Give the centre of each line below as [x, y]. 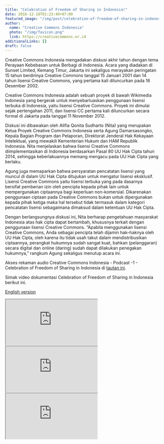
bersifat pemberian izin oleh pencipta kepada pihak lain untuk [67, 186]
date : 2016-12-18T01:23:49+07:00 [39, 14]
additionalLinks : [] [26, 41]
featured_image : [21, 19]
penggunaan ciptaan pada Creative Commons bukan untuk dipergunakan [79, 197]
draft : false [18, 46]
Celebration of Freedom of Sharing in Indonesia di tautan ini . [66, 268]
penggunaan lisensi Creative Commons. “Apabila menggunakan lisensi [76, 227]
